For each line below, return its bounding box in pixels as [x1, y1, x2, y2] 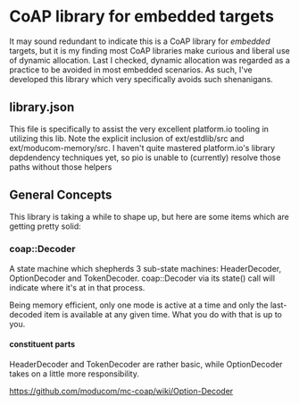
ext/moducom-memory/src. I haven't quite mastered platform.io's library [9, 142, 276, 153]
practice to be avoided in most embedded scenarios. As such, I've [9, 64, 253, 75]
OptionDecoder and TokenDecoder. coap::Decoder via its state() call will [9, 273, 275, 283]
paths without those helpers [9, 161, 112, 172]
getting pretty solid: [9, 221, 82, 232]
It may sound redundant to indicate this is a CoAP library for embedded [9, 36, 270, 46]
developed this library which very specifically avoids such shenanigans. [9, 73, 274, 84]
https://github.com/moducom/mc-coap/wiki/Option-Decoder [9, 386, 234, 397]
